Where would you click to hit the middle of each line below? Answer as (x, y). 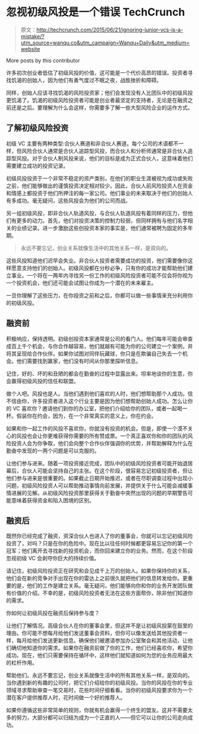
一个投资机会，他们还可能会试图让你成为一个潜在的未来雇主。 (81, 283)
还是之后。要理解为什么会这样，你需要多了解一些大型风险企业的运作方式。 (102, 107)
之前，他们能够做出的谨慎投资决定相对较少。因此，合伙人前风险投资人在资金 (99, 186)
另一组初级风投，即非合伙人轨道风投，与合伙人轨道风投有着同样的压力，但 (97, 213)
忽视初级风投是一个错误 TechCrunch (96, 12)
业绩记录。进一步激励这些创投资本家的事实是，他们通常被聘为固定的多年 (105, 228)
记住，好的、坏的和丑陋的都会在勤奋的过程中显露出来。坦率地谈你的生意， (97, 374)
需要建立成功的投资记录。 (37, 165)
